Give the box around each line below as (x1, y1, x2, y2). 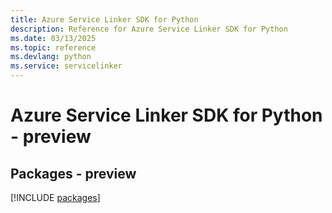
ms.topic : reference (10, 42, 97, 53)
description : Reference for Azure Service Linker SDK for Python (10, 24, 288, 34)
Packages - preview (10, 165, 137, 182)
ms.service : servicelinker (10, 61, 123, 71)
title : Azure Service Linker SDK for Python (10, 14, 199, 25)
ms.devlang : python (10, 52, 92, 62)
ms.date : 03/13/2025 (10, 33, 97, 43)
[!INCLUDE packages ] (10, 192, 101, 203)
